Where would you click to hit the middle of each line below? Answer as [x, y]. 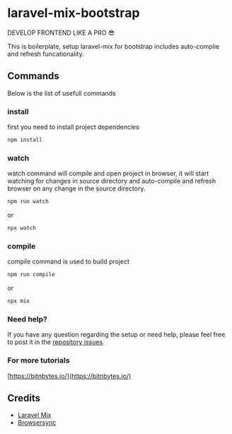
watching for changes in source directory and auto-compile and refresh [112, 181]
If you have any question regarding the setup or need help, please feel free [116, 335]
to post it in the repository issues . [56, 342]
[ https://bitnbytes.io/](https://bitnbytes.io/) [69, 376]
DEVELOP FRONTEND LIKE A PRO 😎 [61, 33]
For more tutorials [39, 360]
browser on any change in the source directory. [76, 188]
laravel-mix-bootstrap [74, 13]
